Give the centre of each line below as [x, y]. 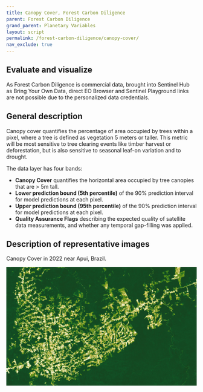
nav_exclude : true [29, 45]
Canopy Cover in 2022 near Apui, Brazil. [56, 259]
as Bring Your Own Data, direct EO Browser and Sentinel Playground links [98, 91]
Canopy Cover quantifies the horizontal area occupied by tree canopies [105, 180]
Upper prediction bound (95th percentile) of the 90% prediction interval [106, 206]
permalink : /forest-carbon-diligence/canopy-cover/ [72, 38]
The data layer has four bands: [44, 168]
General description [44, 116]
